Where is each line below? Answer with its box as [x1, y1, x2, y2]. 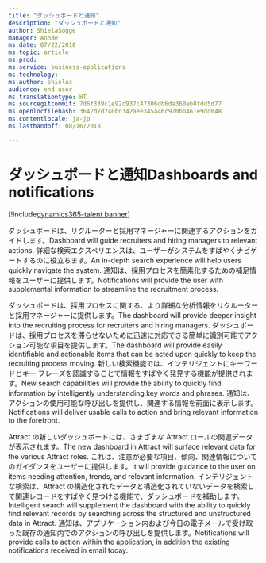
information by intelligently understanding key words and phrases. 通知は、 [8, 388, 255, 397]
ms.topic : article [8, 48, 69, 56]
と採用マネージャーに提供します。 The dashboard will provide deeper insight [8, 310, 256, 320]
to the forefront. [8, 416, 60, 425]
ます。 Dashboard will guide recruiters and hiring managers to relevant [29, 236, 258, 245]
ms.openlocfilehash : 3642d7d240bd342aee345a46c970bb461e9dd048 [8, 108, 222, 116]
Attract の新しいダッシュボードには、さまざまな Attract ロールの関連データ [8, 431, 253, 441]
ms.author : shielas [8, 78, 73, 86]
